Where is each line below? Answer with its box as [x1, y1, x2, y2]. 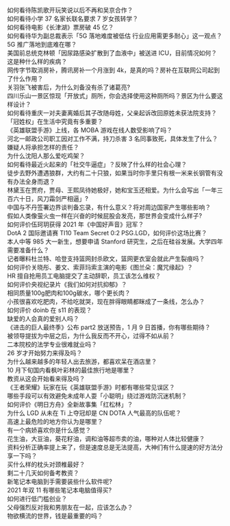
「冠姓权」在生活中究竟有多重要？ [7, 117, 103, 125]
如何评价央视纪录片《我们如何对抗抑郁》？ [7, 280, 127, 288]
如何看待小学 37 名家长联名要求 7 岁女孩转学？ [7, 14, 139, 23]
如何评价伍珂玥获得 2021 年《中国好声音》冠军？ [7, 220, 144, 228]
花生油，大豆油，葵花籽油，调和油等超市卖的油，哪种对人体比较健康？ [7, 435, 205, 442]
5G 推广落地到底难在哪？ [7, 40, 77, 48]
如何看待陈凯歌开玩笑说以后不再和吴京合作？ [7, 6, 133, 14]
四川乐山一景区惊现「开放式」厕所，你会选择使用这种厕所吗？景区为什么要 [7, 92, 217, 99]
